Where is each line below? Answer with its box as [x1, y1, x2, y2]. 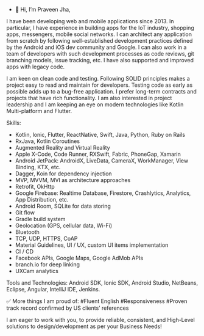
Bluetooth [15, 228, 40, 235]
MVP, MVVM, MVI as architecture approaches [15, 177, 131, 183]
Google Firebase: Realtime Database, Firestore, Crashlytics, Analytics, [15, 189, 191, 197]
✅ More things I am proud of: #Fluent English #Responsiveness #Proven [6, 298, 188, 305]
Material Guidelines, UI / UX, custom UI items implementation [15, 241, 169, 249]
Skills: [6, 119, 21, 126]
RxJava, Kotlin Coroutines [15, 137, 80, 145]
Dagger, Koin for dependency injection [15, 170, 112, 177]
